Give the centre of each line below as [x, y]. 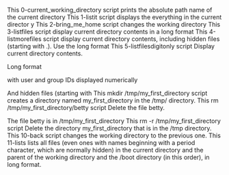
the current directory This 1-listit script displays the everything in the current [114, 17]
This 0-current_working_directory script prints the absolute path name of [110, 10]
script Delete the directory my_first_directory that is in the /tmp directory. [109, 128]
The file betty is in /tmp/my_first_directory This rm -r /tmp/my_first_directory [114, 121]
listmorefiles [25, 39]
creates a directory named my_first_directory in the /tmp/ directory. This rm [113, 100]
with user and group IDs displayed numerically [72, 80]
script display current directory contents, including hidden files [132, 39]
